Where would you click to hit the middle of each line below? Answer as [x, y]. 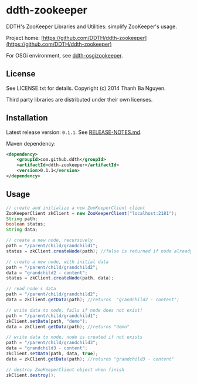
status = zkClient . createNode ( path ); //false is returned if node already [99, 251]
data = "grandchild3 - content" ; [47, 348]
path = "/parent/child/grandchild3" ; [52, 343]
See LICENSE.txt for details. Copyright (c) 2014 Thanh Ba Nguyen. [86, 88]
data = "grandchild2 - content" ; [47, 273]
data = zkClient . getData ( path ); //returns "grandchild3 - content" [90, 359]
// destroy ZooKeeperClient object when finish [65, 370]
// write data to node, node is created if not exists [74, 337]
